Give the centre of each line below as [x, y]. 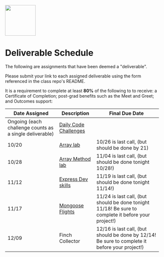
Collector [70, 241]
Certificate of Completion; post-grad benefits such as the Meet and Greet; [80, 96]
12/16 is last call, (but [122, 229]
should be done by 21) [123, 148]
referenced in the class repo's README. [45, 81]
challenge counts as [31, 128]
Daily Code [72, 125]
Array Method [75, 159]
